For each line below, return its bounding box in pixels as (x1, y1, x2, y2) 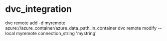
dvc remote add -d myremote (5, 20, 66, 26)
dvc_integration (5, 3, 72, 15)
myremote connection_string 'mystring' (16, 30, 97, 36)
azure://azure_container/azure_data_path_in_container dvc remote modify (5, 25, 157, 31)
